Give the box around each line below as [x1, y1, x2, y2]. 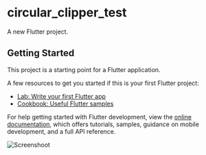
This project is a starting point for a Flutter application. [7, 65, 161, 73]
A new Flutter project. [7, 27, 69, 36]
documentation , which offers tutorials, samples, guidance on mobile [7, 120, 199, 128]
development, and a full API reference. [7, 127, 116, 135]
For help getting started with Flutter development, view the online [7, 112, 192, 121]
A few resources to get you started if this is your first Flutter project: [7, 79, 199, 87]
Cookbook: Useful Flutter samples [16, 99, 114, 108]
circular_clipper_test [7, 5, 127, 21]
